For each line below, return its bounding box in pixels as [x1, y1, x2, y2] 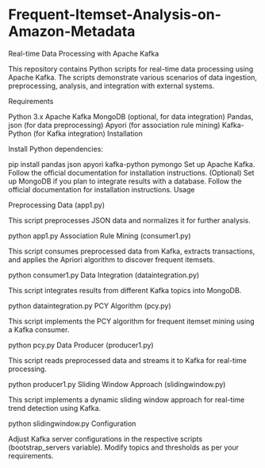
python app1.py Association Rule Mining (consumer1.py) [8, 230, 192, 240]
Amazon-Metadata [8, 22, 136, 41]
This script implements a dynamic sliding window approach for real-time [8, 395, 245, 404]
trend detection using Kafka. [8, 403, 102, 412]
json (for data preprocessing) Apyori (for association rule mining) [8, 120, 221, 130]
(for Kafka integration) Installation [33, 129, 143, 138]
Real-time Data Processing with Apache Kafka [8, 48, 159, 58]
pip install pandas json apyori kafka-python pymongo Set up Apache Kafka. [8, 159, 255, 168]
